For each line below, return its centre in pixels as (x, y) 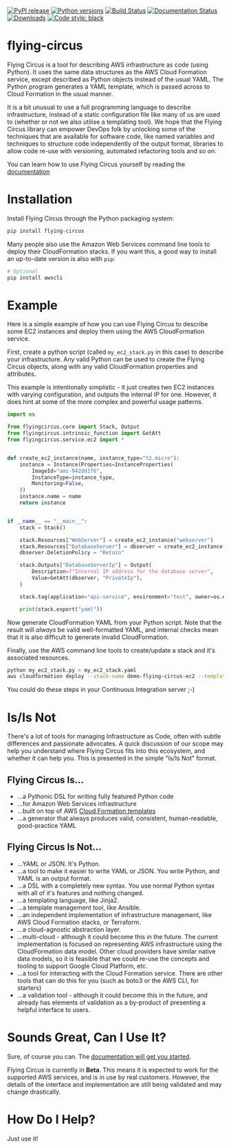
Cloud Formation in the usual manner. (60, 93)
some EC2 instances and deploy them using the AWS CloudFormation (106, 331)
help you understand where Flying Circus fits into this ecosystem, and (106, 751)
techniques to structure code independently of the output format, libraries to (115, 144)
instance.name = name (50, 497)
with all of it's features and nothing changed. (80, 892)
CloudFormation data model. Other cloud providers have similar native (116, 951)
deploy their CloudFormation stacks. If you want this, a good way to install (112, 251)
